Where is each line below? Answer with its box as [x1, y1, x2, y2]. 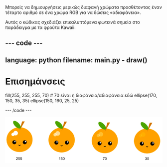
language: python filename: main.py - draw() [5, 56, 148, 64]
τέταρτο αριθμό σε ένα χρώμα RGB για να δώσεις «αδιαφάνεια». [5, 9, 141, 15]
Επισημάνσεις [5, 76, 66, 87]
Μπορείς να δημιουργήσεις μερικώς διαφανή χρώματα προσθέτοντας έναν [5, 4, 162, 10]
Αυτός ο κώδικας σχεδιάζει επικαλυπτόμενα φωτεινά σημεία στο [5, 19, 141, 25]
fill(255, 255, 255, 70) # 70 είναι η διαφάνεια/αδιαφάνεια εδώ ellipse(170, [5, 92, 158, 98]
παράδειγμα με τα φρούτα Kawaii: [5, 24, 76, 30]
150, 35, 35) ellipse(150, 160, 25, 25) [5, 97, 79, 104]
